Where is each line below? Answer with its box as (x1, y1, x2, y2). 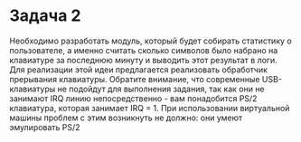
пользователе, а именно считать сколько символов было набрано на (9, 44, 278, 55)
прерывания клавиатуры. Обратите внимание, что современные (9, 73, 260, 84)
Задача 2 (9, 5, 81, 26)
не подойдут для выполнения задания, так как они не (57, 83, 265, 94)
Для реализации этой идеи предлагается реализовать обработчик (9, 64, 268, 75)
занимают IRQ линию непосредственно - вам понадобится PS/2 (9, 92, 258, 104)
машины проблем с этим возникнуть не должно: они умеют (9, 112, 243, 123)
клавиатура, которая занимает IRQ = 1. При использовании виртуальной (9, 102, 290, 113)
